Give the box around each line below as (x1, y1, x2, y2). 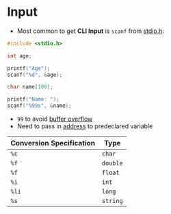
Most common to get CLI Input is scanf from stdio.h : (16, 27, 164, 35)
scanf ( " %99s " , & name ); (7, 102, 72, 110)
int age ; (7, 52, 32, 59)
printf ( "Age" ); (7, 64, 51, 72)
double (101, 159, 123, 167)
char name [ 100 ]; (7, 84, 53, 91)
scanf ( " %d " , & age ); (7, 71, 63, 78)
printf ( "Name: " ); (7, 96, 60, 103)
